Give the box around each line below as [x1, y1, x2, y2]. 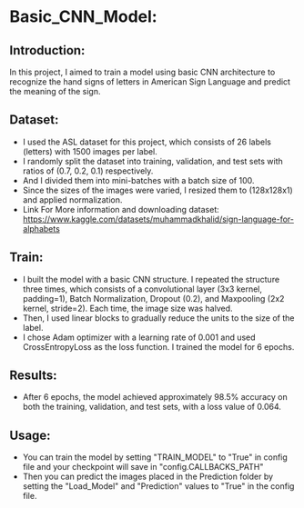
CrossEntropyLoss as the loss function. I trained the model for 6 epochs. [22, 341, 295, 352]
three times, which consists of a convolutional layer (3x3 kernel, [22, 284, 262, 294]
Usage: [9, 427, 52, 443]
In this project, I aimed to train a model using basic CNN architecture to [9, 66, 276, 77]
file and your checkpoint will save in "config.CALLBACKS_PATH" [22, 462, 264, 473]
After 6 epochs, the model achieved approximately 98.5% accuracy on [22, 392, 289, 403]
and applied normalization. [22, 194, 123, 205]
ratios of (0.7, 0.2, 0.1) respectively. [22, 165, 154, 176]
